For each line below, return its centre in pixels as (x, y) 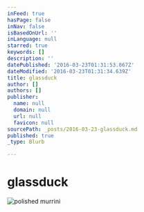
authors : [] (24, 90)
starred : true (28, 46)
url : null (27, 116)
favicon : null (34, 123)
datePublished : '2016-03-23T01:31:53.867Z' (71, 65)
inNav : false (26, 26)
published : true (30, 135)
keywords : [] (26, 52)
